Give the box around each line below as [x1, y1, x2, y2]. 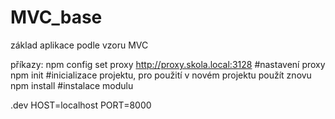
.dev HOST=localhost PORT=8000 [10, 99, 152, 111]
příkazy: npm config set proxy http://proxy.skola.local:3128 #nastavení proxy [10, 58, 326, 70]
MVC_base [10, 6, 103, 29]
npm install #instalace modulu [10, 79, 134, 91]
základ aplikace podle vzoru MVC [10, 39, 149, 51]
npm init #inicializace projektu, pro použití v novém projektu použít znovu [10, 69, 312, 81]
